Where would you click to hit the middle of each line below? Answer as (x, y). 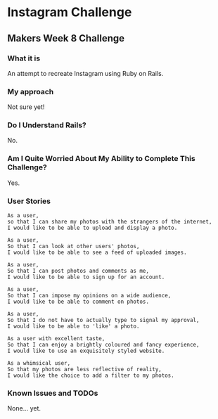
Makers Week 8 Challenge (66, 38)
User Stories (29, 201)
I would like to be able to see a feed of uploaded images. (97, 253)
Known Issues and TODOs (53, 393)
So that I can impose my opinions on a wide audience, (89, 296)
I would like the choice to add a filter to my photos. (91, 376)
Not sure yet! (26, 107)
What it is (24, 58)
